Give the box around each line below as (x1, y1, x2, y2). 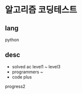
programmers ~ (12, 69, 43, 75)
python (5, 37, 19, 43)
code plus (12, 74, 32, 80)
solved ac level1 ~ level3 (12, 63, 61, 69)
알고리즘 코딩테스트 (5, 4, 77, 16)
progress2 (5, 83, 26, 89)
